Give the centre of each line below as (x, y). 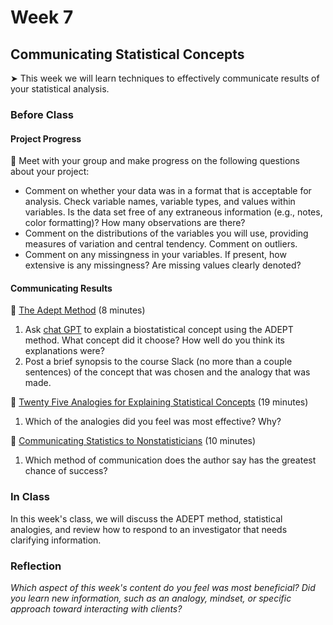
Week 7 (42, 17)
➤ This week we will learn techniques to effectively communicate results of (165, 78)
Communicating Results (61, 288)
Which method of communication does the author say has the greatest (170, 460)
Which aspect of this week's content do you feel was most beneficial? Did (163, 587)
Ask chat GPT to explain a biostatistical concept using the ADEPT (159, 330)
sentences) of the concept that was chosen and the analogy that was (167, 372)
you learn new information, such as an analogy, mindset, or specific (151, 598)
